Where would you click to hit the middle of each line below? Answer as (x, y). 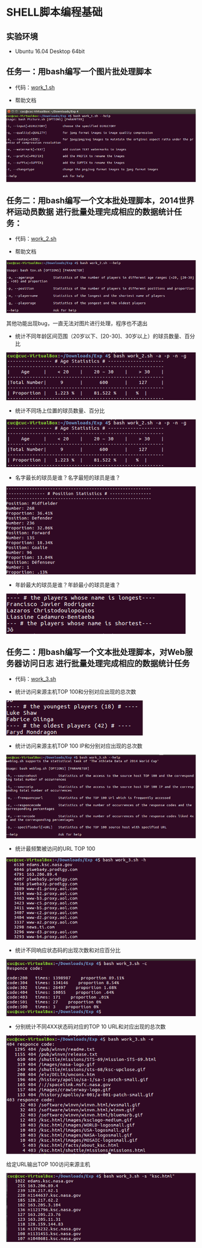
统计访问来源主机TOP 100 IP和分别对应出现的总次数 (78, 746)
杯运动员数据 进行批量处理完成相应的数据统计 (90, 212)
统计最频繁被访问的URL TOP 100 (55, 848)
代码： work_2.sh (36, 239)
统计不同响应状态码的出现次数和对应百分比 (68, 950)
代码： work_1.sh (35, 87)
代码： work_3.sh (35, 679)
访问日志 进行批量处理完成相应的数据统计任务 (106, 663)
